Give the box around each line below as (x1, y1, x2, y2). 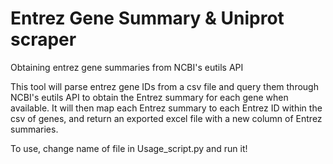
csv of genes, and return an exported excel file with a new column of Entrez (10, 112, 323, 124)
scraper (10, 28, 77, 51)
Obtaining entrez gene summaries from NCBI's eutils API (10, 61, 244, 73)
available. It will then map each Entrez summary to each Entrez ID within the (10, 102, 323, 114)
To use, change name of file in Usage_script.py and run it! (10, 142, 248, 154)
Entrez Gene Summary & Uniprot (10, 7, 285, 30)
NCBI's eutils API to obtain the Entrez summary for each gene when (10, 91, 289, 103)
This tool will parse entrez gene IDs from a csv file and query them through (10, 80, 319, 92)
